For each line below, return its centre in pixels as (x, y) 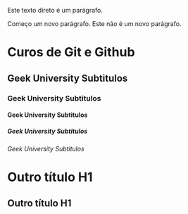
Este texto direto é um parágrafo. (55, 10)
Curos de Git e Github (71, 52)
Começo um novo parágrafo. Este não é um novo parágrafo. (94, 24)
